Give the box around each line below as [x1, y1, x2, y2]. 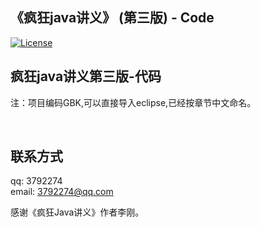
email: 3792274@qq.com [10, 186, 114, 198]
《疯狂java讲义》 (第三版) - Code [10, 9, 215, 27]
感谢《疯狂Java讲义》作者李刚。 [10, 206, 145, 218]
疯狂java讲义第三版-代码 [10, 68, 162, 85]
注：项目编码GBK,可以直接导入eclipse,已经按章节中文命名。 [10, 96, 257, 108]
